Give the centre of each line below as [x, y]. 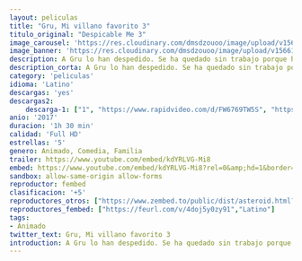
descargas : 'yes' [42, 92]
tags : [19, 217]
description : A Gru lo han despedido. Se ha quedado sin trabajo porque [148, 59]
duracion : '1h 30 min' [52, 126]
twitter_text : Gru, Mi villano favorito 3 [90, 234]
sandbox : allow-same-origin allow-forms [86, 176]
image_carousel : [40, 43]
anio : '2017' [34, 117]
